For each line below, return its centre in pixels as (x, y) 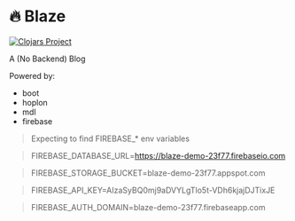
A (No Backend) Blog (47, 59)
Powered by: (32, 75)
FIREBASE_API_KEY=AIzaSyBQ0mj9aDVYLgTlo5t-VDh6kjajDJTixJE (153, 190)
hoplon (35, 102)
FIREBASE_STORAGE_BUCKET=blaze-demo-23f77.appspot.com (148, 173)
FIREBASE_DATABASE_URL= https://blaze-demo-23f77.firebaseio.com (158, 155)
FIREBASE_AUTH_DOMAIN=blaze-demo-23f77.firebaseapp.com (148, 207)
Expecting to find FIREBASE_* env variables (110, 138)
